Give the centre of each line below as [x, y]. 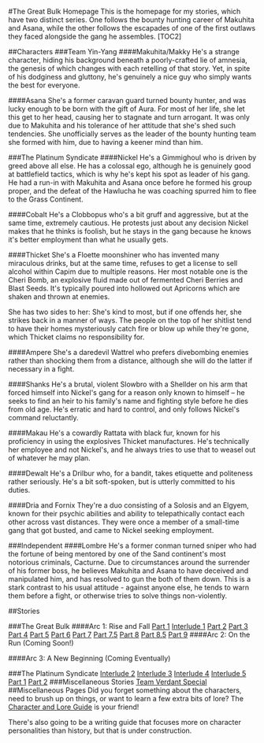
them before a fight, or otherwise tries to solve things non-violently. [117, 596]
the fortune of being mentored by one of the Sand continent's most [117, 554]
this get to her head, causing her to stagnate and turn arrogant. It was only [129, 117]
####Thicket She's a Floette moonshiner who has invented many [114, 255]
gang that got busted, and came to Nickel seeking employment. [111, 530]
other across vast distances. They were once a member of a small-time [124, 522]
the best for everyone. [44, 85]
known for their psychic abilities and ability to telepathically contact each [126, 514]
